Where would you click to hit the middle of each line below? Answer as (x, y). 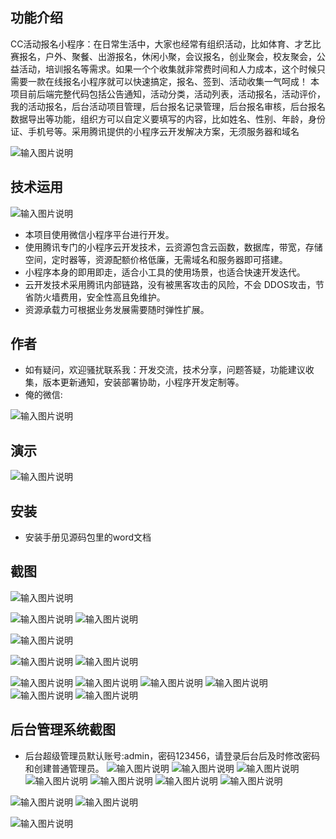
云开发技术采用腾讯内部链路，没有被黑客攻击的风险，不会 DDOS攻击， (170, 284)
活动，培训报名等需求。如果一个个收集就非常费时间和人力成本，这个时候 (167, 69)
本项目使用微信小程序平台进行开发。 (99, 234)
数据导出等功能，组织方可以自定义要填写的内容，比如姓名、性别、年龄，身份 (168, 119)
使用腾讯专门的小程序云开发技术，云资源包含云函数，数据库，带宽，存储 (173, 247)
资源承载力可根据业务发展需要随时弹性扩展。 (117, 309)
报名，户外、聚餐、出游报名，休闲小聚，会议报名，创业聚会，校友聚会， (167, 56)
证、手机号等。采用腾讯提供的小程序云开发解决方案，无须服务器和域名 (155, 131)
